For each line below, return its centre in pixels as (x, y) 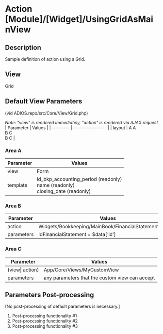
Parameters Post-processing (49, 295)
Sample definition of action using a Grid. (45, 59)
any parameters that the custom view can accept (99, 278)
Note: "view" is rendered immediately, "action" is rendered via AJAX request (81, 122)
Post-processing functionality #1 (44, 316)
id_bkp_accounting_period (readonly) (79, 179)
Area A (13, 150)
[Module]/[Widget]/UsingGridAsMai (79, 19)
